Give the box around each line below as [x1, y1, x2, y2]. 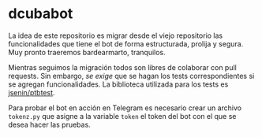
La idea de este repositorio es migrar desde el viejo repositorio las [8, 31, 223, 40]
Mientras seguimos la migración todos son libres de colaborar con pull [8, 62, 237, 72]
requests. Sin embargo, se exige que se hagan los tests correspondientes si [8, 71, 255, 80]
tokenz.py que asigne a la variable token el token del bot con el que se [8, 111, 237, 120]
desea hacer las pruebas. [8, 120, 91, 129]
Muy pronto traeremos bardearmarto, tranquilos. [8, 47, 166, 57]
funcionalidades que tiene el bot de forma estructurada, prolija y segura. [8, 39, 244, 48]
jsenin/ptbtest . [8, 87, 55, 97]
